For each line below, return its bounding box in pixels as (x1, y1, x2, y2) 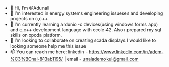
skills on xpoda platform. (10, 32, 62, 38)
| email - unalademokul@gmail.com (64, 56, 139, 62)
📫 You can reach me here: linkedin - (10, 49, 88, 55)
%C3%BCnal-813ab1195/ (10, 56, 63, 62)
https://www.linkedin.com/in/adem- (89, 49, 164, 55)
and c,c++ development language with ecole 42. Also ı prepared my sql (10, 27, 161, 33)
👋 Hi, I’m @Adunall (10, 5, 50, 11)
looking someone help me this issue (10, 43, 86, 49)
